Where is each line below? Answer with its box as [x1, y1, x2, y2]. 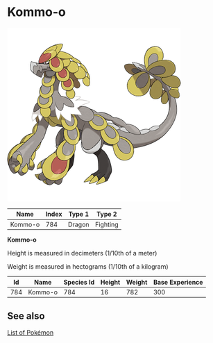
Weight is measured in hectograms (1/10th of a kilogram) [7, 262, 169, 271]
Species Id [63, 278, 95, 286]
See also [7, 310, 45, 321]
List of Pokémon [7, 328, 54, 337]
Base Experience [153, 278, 203, 286]
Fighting [94, 220, 119, 228]
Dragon [68, 220, 90, 228]
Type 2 [96, 210, 117, 219]
